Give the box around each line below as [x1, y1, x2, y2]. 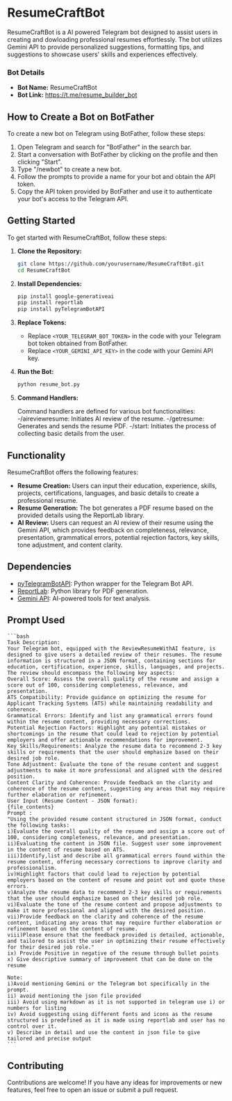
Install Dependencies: [17, 279, 82, 288]
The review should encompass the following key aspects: [7, 669, 176, 676]
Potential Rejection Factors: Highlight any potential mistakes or [7, 724, 207, 731]
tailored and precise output [7, 1035, 92, 1042]
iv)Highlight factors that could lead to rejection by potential [7, 870, 200, 877]
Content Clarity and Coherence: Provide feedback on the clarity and [7, 779, 213, 786]
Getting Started [7, 214, 76, 227]
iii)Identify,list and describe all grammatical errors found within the [7, 852, 226, 859]
